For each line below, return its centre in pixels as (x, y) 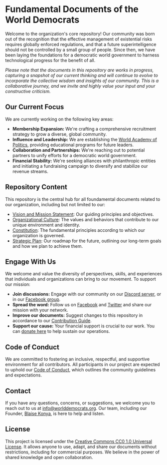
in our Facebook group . (36, 299)
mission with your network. (40, 310)
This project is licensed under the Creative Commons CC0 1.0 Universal (79, 441)
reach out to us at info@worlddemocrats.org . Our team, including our (76, 408)
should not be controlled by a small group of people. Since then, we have (80, 50)
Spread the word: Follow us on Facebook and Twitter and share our (82, 305)
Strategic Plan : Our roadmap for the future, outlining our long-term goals (87, 241)
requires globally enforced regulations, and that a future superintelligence (81, 44)
